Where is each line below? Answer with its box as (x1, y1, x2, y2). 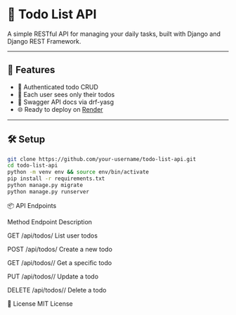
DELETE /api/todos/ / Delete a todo (7, 285, 107, 294)
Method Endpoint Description (7, 217, 93, 226)
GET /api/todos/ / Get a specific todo (7, 258, 112, 266)
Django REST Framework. (7, 37, 81, 45)
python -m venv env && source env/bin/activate (7, 169, 150, 176)
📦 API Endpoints (7, 201, 57, 210)
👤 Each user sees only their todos (17, 90, 115, 98)
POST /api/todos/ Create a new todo (7, 245, 112, 253)
